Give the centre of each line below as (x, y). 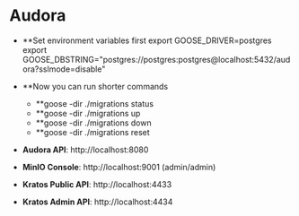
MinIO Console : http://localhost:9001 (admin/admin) (119, 167)
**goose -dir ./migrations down (93, 123)
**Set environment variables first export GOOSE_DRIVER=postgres (147, 40)
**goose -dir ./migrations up (88, 113)
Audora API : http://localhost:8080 (85, 150)
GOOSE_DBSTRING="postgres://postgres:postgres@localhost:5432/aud (156, 59)
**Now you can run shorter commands (95, 86)
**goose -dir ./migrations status (95, 103)
